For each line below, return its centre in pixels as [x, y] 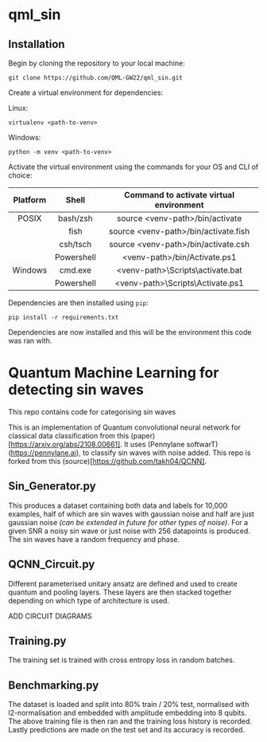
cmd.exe [75, 270]
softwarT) [202, 444]
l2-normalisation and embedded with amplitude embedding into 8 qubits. [128, 713]
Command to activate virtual [179, 195]
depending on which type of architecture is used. [89, 600]
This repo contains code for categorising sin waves [92, 411]
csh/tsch [75, 244]
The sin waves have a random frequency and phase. [94, 539]
